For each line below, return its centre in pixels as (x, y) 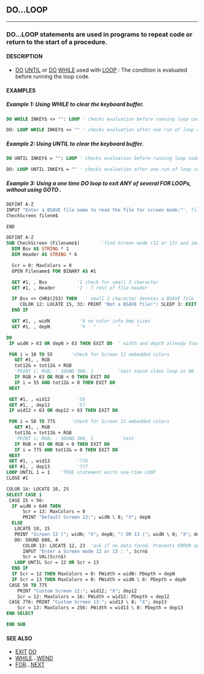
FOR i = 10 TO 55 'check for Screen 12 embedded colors (89, 354)
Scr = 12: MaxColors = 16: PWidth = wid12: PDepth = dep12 (93, 596)
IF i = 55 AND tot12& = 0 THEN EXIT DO (65, 383)
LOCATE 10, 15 (32, 529)
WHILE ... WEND (34, 658)
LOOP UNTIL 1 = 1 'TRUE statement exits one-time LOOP (81, 473)
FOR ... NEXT (30, 665)
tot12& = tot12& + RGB (43, 366)
